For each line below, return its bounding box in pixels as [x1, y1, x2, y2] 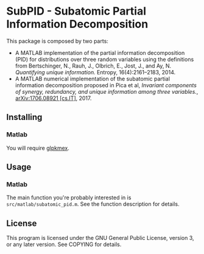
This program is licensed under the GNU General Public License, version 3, [6, 235, 194, 242]
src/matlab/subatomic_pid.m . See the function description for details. [6, 200, 180, 208]
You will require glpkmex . [6, 144, 70, 152]
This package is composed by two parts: [6, 37, 108, 44]
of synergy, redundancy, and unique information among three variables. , [15, 88, 199, 95]
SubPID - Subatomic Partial [6, 4, 147, 18]
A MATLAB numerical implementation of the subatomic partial [15, 75, 171, 82]
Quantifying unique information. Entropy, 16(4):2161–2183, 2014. [15, 68, 176, 76]
